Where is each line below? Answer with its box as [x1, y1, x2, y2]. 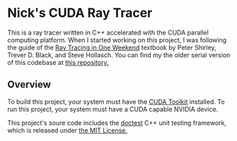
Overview [7, 79, 52, 91]
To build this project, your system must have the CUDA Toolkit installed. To [7, 97, 225, 106]
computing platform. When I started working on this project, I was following [7, 35, 227, 44]
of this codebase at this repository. [7, 58, 109, 66]
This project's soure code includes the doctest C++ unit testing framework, [7, 118, 226, 127]
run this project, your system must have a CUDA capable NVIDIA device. [7, 104, 219, 114]
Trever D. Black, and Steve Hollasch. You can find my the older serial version [7, 51, 231, 59]
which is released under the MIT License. [7, 125, 128, 135]
